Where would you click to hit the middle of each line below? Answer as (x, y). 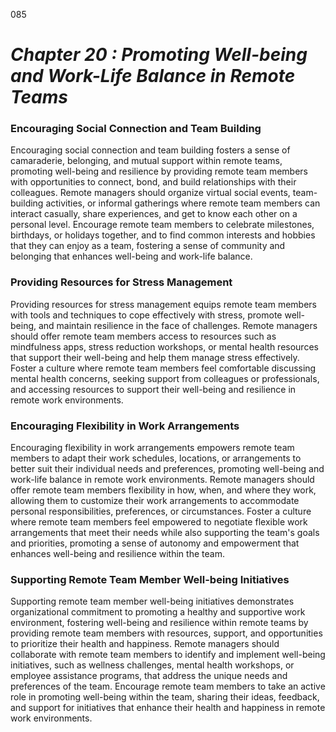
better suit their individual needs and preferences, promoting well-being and (167, 469)
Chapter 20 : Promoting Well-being (159, 55)
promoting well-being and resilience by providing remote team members (159, 171)
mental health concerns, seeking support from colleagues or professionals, (165, 378)
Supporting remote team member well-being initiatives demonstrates (152, 601)
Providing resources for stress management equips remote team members (163, 304)
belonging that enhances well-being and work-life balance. (131, 256)
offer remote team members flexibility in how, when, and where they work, (163, 490)
